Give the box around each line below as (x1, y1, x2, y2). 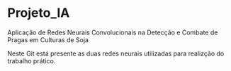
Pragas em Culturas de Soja (7, 35, 89, 44)
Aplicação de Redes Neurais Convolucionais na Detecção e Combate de (7, 28, 218, 37)
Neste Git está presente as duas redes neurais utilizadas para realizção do (7, 49, 225, 58)
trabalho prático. (7, 56, 56, 65)
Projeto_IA (7, 5, 70, 21)
